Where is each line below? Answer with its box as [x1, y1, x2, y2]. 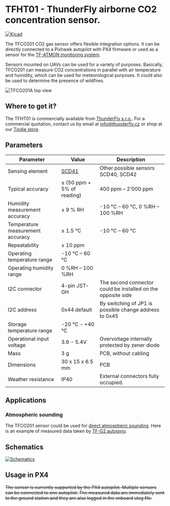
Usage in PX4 [5, 471, 49, 479]
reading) [61, 191, 82, 198]
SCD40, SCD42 [99, 171, 137, 178]
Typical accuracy [8, 185, 49, 192]
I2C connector [8, 285, 42, 292]
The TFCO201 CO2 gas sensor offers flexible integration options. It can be [5, 40, 160, 47]
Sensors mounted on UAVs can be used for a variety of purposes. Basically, [5, 61, 163, 67]
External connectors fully [99, 372, 159, 379]
